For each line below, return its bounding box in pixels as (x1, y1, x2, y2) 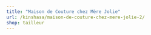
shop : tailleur (6, 20, 45, 26)
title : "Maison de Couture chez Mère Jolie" (6, 8, 121, 15)
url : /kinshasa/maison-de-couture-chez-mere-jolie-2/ (6, 14, 146, 20)
